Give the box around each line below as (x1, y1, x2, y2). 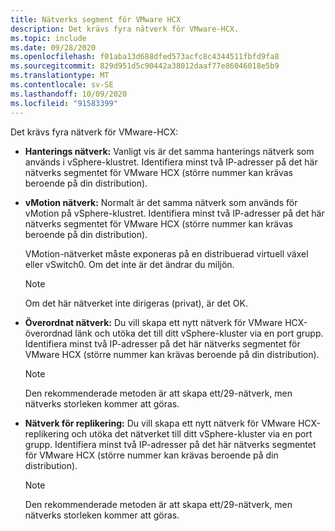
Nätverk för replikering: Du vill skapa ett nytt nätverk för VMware (24, 417, 297, 429)
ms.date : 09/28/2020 (10, 42, 97, 53)
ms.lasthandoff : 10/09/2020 (10, 89, 128, 99)
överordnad (24, 327, 73, 339)
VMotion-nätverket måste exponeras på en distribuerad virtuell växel (24, 247, 309, 260)
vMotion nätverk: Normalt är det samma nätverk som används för (24, 196, 298, 208)
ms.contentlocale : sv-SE (10, 80, 114, 90)
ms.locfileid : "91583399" (10, 98, 118, 108)
